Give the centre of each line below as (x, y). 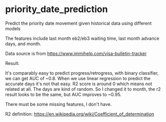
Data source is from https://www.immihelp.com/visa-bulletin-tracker (76, 53)
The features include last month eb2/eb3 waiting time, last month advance (82, 38)
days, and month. (23, 43)
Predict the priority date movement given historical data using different (78, 23)
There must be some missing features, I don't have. (59, 104)
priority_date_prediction (57, 9)
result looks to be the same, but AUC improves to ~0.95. (63, 94)
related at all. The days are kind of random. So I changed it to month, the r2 (83, 89)
